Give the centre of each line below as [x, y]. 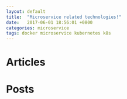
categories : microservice [37, 28]
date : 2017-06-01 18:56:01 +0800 [49, 22]
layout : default [26, 11]
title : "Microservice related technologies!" [64, 17]
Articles [26, 62]
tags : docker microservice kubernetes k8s [59, 33]
